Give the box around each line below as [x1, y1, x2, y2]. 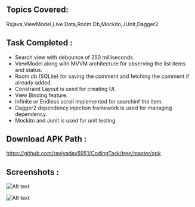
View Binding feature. [14, 92, 68, 99]
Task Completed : [6, 38, 73, 48]
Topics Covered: [6, 5, 69, 15]
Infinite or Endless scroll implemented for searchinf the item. [14, 98, 163, 105]
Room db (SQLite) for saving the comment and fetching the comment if [14, 73, 190, 80]
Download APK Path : [6, 134, 87, 145]
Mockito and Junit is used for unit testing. [14, 117, 117, 124]
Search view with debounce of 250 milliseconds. [14, 54, 135, 61]
